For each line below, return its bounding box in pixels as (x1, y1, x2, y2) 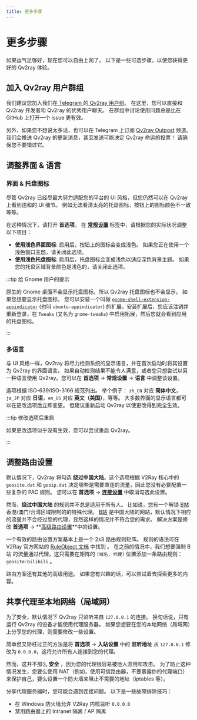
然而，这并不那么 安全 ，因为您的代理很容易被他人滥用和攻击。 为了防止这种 (6, 660, 191, 668)
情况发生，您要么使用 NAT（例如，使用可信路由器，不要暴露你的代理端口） (6, 668, 188, 675)
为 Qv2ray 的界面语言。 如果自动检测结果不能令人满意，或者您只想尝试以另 (6, 367, 188, 374)
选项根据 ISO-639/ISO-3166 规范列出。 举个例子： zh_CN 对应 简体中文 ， (6, 387, 181, 394)
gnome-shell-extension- (111, 297, 171, 303)
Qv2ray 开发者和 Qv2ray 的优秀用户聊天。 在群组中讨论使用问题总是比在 (6, 107, 181, 114)
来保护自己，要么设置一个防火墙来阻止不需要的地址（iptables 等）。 (6, 675, 169, 682)
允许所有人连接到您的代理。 (52, 648, 119, 655)
